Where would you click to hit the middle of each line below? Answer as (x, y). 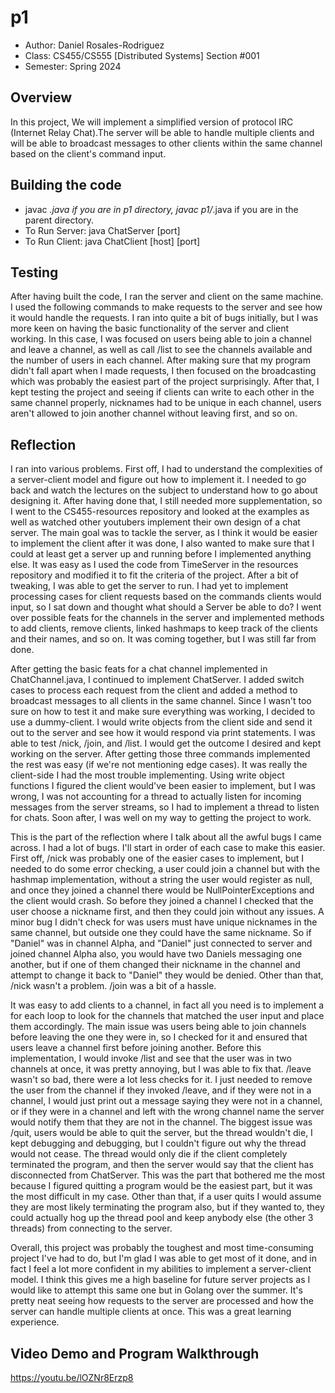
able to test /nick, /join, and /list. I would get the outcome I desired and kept (166, 743)
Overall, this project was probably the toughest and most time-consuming (162, 1248)
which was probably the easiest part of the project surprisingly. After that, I (165, 382)
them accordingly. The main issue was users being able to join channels (158, 1027)
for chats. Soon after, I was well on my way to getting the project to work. (161, 818)
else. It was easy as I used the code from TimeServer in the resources (154, 565)
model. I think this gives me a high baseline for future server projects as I (160, 1280)
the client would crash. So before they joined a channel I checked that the (162, 901)
